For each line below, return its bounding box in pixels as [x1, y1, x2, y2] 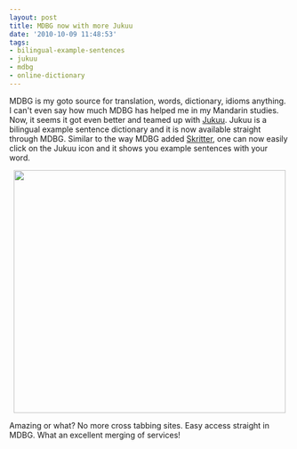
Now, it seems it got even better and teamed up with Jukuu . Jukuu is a [9, 114, 267, 125]
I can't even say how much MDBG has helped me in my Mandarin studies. [9, 104, 279, 116]
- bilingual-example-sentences [9, 46, 125, 55]
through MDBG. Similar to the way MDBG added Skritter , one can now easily [9, 133, 288, 143]
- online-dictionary [9, 71, 86, 80]
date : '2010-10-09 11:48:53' [9, 29, 117, 38]
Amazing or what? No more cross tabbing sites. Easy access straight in [9, 420, 269, 430]
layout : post [9, 12, 58, 22]
